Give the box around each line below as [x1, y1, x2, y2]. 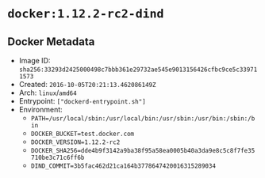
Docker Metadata [7, 35, 95, 48]
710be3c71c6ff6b [30, 153, 85, 161]
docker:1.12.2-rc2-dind [7, 6, 164, 21]
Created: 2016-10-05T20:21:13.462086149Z [18, 80, 156, 89]
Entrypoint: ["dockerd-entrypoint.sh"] [18, 97, 146, 105]
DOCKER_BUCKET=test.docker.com [30, 130, 135, 138]
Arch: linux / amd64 [18, 88, 77, 97]
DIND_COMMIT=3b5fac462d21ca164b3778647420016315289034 [30, 162, 216, 170]
